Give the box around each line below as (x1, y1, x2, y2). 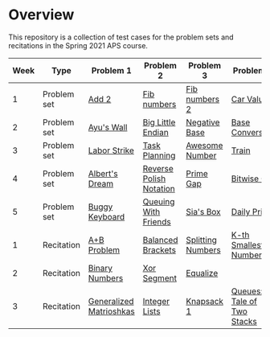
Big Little (142, 117, 176, 128)
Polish (142, 173, 166, 184)
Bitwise (231, 173, 260, 184)
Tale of (231, 295, 257, 306)
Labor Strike (88, 145, 135, 156)
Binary (88, 262, 113, 273)
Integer (142, 295, 170, 306)
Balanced (142, 234, 178, 245)
